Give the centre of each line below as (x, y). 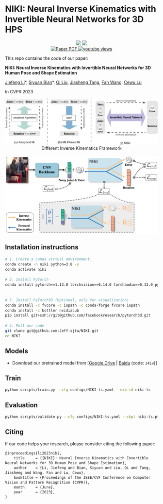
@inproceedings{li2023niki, (33, 453)
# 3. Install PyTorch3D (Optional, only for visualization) (67, 300)
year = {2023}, (34, 492)
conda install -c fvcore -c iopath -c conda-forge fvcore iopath (72, 305)
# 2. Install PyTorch (27, 280)
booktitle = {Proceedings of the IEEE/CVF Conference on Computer (82, 477)
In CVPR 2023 (19, 91)
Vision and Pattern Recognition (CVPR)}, (48, 482)
